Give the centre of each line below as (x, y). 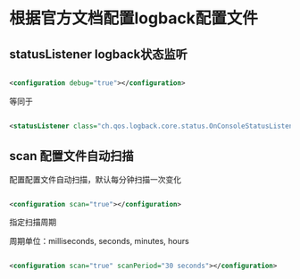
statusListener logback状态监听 (98, 54)
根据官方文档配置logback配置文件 (134, 18)
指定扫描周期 (33, 222)
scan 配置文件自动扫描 (71, 156)
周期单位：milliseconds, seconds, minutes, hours (99, 241)
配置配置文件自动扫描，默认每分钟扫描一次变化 (95, 179)
